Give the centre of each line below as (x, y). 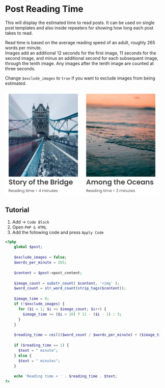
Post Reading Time (44, 9)
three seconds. (20, 68)
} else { (23, 356)
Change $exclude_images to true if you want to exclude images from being (80, 78)
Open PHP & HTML (29, 227)
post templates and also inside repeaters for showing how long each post (79, 27)
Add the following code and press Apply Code (58, 232)
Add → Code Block (31, 222)
